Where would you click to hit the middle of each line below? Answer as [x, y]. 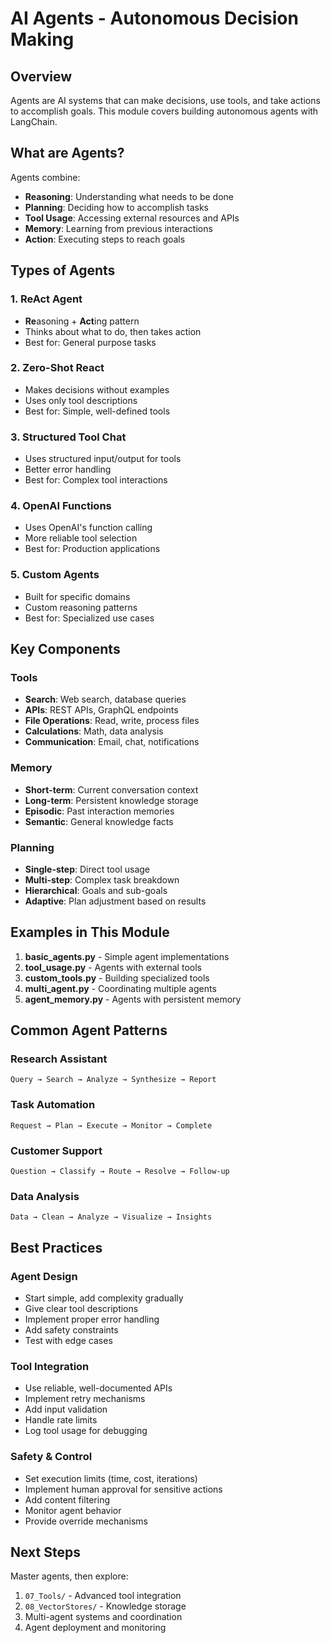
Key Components [65, 649]
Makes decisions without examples [97, 389]
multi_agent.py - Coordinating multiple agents [120, 988]
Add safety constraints [71, 1330]
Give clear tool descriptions [81, 1309]
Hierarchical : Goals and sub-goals [96, 890]
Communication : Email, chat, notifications [112, 742]
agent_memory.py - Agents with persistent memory [133, 999]
